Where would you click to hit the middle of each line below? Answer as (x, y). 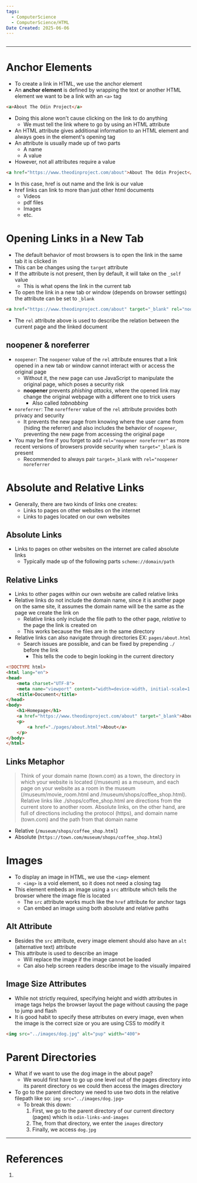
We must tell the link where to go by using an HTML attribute (96, 124)
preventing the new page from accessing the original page (94, 434)
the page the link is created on (60, 625)
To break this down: (47, 1105)
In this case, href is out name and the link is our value (79, 184)
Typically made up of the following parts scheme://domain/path (99, 561)
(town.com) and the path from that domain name (79, 819)
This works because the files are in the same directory (89, 632)
